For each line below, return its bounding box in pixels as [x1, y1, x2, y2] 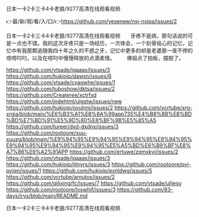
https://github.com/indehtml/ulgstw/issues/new [6, 98, 123, 105]
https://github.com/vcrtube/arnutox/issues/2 [6, 174, 115, 180]
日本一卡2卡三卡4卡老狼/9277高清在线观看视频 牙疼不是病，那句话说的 [6, 32, 188, 39]
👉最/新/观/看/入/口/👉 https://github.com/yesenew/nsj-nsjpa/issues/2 [6, 18, 178, 25]
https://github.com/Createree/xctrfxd [6, 91, 97, 98]
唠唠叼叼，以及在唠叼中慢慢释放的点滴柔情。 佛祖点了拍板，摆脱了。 [6, 55, 184, 61]
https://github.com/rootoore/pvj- [111, 161, 191, 168]
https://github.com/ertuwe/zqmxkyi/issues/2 [69, 148, 179, 155]
